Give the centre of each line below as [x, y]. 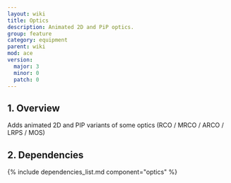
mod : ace [20, 54]
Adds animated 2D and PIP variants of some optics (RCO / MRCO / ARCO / [116, 125]
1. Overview [34, 108]
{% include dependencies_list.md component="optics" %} [93, 172]
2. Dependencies [46, 155]
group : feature [30, 34]
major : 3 [26, 66]
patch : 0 [26, 79]
